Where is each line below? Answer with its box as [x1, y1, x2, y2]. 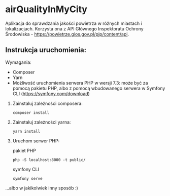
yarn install [12, 129, 41, 134]
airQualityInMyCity [5, 4, 88, 15]
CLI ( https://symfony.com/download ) [12, 90, 90, 97]
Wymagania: [5, 59, 31, 65]
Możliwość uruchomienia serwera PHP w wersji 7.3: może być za [12, 80, 148, 86]
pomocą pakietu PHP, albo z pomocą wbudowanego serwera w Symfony [12, 85, 165, 91]
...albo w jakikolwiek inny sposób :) [5, 185, 79, 191]
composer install [12, 110, 50, 115]
